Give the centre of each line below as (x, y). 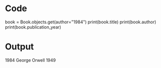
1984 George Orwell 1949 (31, 60)
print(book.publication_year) (33, 27)
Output (19, 47)
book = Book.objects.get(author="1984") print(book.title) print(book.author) (81, 22)
